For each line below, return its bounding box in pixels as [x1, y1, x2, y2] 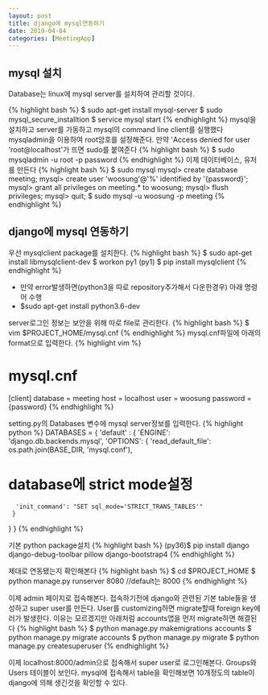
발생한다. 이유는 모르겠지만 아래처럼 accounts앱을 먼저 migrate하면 [23, 613, 236, 623]
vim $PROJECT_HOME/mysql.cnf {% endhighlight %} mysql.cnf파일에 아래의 [8, 328, 262, 337]
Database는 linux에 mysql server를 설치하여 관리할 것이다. [8, 89, 196, 99]
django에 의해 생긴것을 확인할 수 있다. [8, 677, 128, 687]
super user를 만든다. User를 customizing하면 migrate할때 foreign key [29, 603, 254, 613]
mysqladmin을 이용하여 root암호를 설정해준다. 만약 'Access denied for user [8, 134, 251, 145]
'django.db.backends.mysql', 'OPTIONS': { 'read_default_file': [8, 436, 212, 445]
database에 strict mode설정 [8, 476, 193, 494]
